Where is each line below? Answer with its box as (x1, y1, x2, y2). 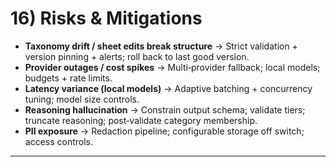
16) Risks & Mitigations (10, 7, 203, 30)
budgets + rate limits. (24, 72, 113, 84)
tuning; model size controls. (24, 93, 140, 105)
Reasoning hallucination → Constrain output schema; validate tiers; (24, 103, 306, 116)
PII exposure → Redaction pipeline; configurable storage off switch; (24, 125, 305, 137)
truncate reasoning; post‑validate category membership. (24, 114, 258, 126)
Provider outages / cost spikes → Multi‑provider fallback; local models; (24, 61, 321, 73)
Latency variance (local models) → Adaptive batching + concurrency (24, 82, 313, 94)
